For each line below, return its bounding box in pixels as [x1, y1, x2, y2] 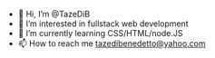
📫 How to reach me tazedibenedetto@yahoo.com [17, 38, 206, 49]
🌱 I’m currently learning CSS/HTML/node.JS [17, 28, 183, 38]
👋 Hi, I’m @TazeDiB [17, 9, 91, 19]
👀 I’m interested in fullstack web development [17, 18, 189, 29]
